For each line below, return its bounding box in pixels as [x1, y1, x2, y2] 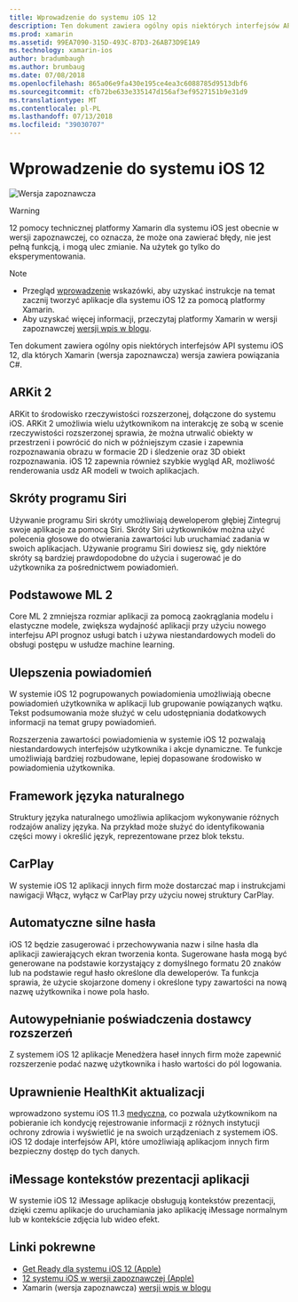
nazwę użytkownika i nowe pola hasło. [9, 986, 150, 996]
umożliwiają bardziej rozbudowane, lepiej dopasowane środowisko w [9, 753, 262, 764]
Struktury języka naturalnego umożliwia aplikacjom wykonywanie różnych [9, 812, 279, 822]
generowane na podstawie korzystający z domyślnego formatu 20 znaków [9, 957, 282, 969]
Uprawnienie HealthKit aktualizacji [9, 1084, 206, 1099]
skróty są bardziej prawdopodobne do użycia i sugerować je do [9, 552, 242, 563]
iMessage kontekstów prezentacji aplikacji [9, 1171, 250, 1186]
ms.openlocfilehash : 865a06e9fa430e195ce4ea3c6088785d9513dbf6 [9, 79, 248, 88]
